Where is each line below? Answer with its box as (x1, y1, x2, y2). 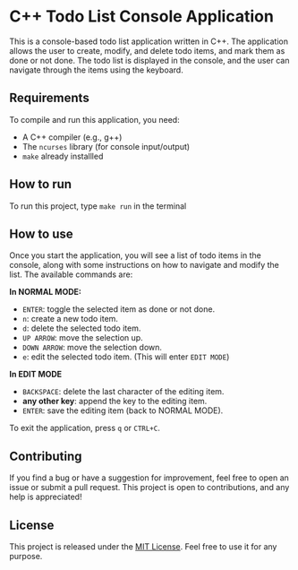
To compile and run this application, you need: (9, 114, 181, 125)
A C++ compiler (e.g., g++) (21, 132, 123, 142)
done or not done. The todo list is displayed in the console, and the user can (9, 55, 290, 65)
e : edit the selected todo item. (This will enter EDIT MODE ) (21, 351, 230, 362)
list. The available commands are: (9, 269, 133, 280)
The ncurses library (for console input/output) (21, 141, 191, 151)
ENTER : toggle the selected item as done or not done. (21, 304, 216, 315)
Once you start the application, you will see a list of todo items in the (9, 250, 261, 261)
